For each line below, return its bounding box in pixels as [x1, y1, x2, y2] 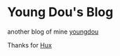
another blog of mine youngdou [7, 27, 99, 36]
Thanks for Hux [7, 41, 53, 49]
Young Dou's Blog [7, 4, 114, 20]
